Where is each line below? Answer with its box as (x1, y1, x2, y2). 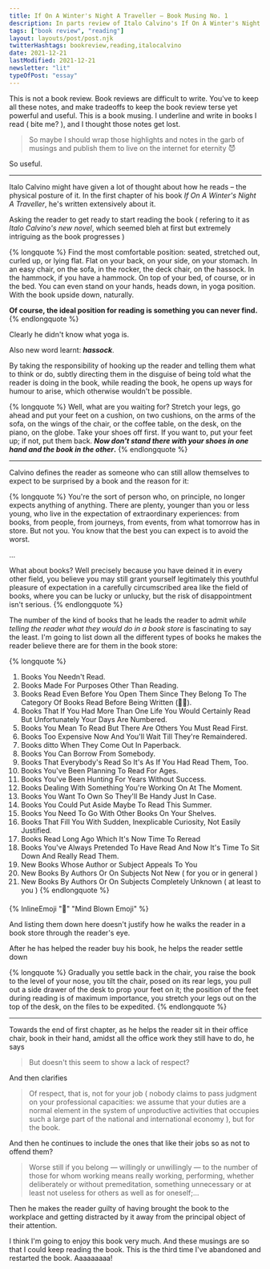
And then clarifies (9, 1073, 67, 1083)
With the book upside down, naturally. (9, 290, 135, 300)
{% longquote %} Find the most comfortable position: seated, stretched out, (9, 247, 260, 257)
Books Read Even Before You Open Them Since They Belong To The (20, 688, 248, 699)
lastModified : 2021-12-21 (9, 57, 95, 65)
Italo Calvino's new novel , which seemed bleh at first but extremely (9, 222, 232, 233)
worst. (9, 534, 30, 544)
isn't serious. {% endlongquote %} (9, 599, 123, 609)
